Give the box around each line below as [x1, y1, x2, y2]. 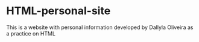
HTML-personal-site [6, 4, 111, 18]
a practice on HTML [6, 30, 56, 37]
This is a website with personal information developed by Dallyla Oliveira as [6, 24, 194, 31]
